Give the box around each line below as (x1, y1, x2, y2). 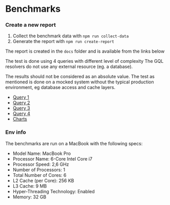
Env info (5, 129, 27, 136)
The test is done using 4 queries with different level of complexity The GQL (5, 58, 164, 64)
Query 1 (12, 94, 29, 100)
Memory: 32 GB (12, 194, 47, 200)
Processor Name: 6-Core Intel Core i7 (12, 155, 93, 162)
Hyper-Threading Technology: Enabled (12, 188, 95, 194)
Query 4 (12, 110, 31, 117)
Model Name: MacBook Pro (12, 150, 71, 156)
